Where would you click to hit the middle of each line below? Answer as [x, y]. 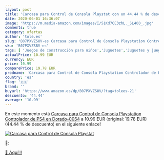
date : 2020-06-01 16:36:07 [32, 18]
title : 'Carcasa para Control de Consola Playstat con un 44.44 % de [77, 14]
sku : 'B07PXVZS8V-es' [27, 46]
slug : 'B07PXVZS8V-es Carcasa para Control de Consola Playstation [75, 41]
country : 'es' [20, 77]
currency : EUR [20, 59]
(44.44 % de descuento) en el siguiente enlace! [53, 124]
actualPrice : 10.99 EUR [29, 55]
